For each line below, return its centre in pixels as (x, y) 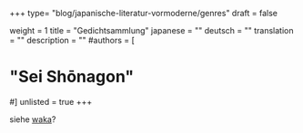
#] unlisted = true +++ (51, 101)
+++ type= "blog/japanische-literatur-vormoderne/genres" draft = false (143, 13)
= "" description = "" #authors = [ (72, 40)
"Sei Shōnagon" (72, 77)
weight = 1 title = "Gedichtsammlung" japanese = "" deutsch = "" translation (151, 30)
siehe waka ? (33, 119)
